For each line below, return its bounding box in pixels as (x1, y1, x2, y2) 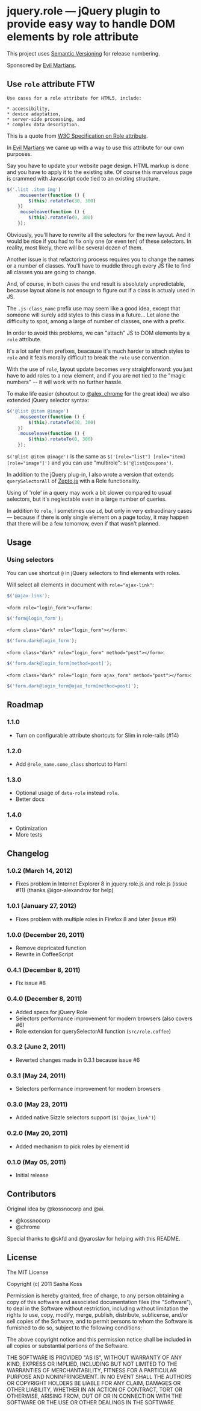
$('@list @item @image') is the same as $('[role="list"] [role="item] (7, 453, 186, 460)
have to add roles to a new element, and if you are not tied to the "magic (7, 371, 186, 379)
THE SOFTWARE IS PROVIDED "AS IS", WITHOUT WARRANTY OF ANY (7, 1354, 182, 1361)
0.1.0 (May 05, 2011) (7, 1158, 67, 1166)
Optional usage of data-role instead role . (15, 789, 119, 797)
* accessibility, (7, 106, 51, 112)
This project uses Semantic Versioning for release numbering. (7, 50, 160, 57)
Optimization (15, 824, 48, 832)
